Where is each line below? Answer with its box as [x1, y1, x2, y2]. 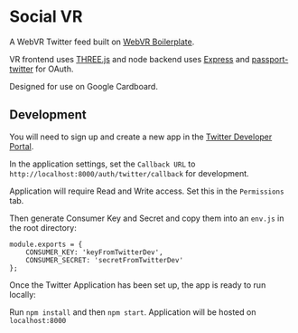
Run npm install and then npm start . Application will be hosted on [9, 306, 256, 318]
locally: [9, 289, 36, 300]
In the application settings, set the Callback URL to [9, 158, 196, 169]
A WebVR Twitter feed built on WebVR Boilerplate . [9, 36, 195, 47]
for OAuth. [35, 63, 74, 74]
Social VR [9, 6, 83, 27]
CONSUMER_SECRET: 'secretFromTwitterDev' [25, 255, 183, 264]
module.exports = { [9, 240, 83, 249]
